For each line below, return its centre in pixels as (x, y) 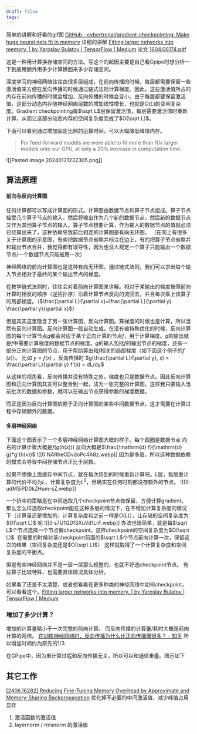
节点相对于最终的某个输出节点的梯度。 (57, 274)
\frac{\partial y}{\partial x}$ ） (42, 309)
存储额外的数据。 (37, 411)
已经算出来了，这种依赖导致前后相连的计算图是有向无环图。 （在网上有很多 (97, 232)
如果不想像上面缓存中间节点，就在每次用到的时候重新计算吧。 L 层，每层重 (95, 474)
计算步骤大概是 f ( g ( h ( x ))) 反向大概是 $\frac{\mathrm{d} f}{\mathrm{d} (99, 447)
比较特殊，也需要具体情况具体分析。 (65, 572)
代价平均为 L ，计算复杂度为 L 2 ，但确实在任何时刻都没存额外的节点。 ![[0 (102, 481)
